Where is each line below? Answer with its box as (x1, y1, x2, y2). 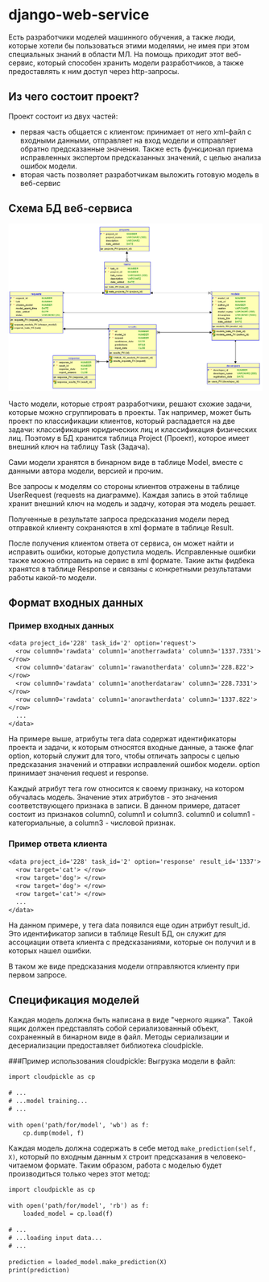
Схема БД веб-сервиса (8, 201, 133, 215)
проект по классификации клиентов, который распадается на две (8, 416, 236, 425)
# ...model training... (8, 1097, 89, 1105)
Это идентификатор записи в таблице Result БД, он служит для (8, 928, 227, 938)
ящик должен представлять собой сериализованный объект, (8, 1023, 219, 1033)
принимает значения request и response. (8, 768, 149, 778)
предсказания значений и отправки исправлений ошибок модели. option (8, 760, 260, 770)
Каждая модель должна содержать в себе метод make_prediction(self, (8, 1143, 257, 1153)
